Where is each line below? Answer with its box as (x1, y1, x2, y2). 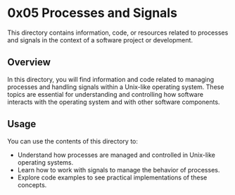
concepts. (17, 180, 47, 189)
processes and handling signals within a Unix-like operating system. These (7, 83, 224, 91)
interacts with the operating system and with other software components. (7, 97, 220, 106)
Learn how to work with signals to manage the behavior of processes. (17, 165, 220, 174)
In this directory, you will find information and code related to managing (7, 75, 215, 83)
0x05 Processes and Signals (7, 5, 178, 21)
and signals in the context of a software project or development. (7, 35, 193, 44)
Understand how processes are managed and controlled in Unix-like (17, 150, 216, 159)
